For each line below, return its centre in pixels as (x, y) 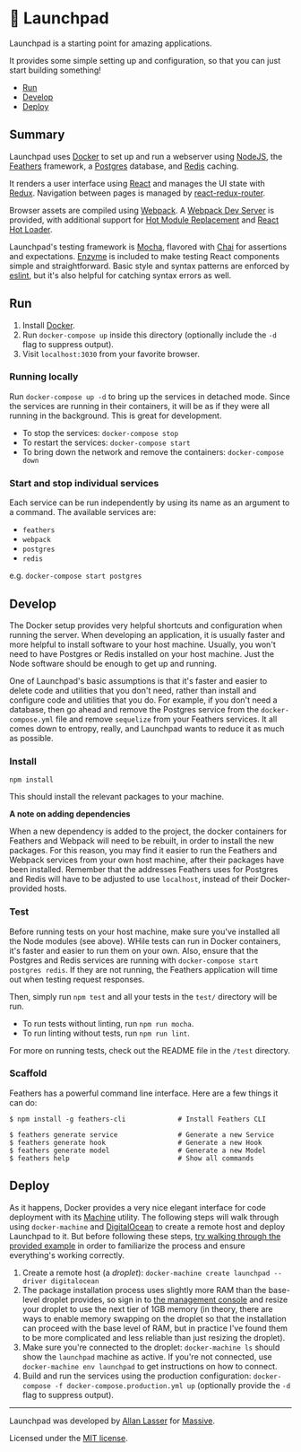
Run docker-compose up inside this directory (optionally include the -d (150, 335)
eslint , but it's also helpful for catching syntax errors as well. (120, 275)
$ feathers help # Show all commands (132, 1158)
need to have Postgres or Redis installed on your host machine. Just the (142, 653)
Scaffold (28, 1073)
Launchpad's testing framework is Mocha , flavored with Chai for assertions (148, 247)
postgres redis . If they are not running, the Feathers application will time (143, 969)
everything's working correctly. (67, 1255)
